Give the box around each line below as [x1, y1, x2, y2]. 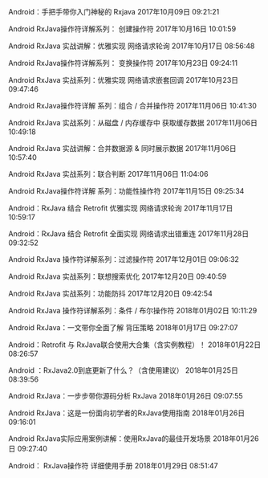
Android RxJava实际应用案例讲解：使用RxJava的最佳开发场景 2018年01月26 [8, 434, 259, 443]
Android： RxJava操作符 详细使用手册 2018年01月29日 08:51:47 [8, 461, 218, 470]
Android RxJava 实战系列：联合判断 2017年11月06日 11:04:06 [8, 170, 209, 178]
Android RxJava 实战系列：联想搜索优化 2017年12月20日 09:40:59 [8, 272, 227, 281]
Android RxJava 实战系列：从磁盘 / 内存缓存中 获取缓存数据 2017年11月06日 [8, 118, 258, 127]
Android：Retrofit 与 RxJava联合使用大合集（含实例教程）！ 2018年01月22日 [8, 340, 262, 349]
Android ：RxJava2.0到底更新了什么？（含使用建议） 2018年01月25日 [8, 366, 238, 375]
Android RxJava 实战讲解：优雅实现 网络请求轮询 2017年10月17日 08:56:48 [8, 41, 255, 51]
